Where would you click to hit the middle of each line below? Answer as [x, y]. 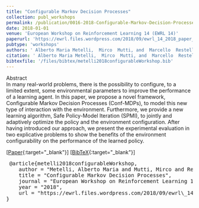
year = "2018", [41, 187]
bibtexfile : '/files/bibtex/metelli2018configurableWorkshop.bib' [90, 61]
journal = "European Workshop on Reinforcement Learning [103, 181]
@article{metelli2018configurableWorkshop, [73, 163]
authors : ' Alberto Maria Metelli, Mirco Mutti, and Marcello [88, 50]
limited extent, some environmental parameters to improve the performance [99, 90]
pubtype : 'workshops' [33, 45]
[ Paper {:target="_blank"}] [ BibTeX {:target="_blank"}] [71, 152]
